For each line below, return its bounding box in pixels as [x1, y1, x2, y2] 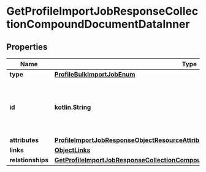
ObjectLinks [54, 146, 91, 154]
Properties [6, 42, 48, 52]
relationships [9, 156, 49, 164]
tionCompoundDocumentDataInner [6, 17, 190, 31]
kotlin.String [54, 103, 91, 111]
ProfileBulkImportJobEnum [54, 70, 135, 78]
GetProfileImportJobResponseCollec [6, 4, 199, 18]
